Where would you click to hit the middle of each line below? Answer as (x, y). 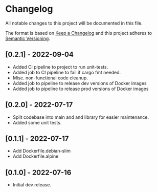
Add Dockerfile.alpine (36, 156)
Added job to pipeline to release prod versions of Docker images (81, 89)
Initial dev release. (32, 185)
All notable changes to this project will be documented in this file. (74, 23)
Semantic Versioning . (28, 38)
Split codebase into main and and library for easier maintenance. (81, 117)
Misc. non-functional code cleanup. (50, 78)
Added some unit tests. (37, 122)
